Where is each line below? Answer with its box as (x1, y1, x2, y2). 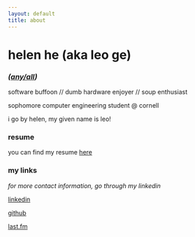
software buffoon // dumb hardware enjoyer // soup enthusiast (8, 87, 188, 96)
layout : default (8, 10, 55, 17)
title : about (8, 17, 46, 24)
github (8, 208, 27, 217)
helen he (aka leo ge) (8, 47, 131, 63)
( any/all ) (8, 71, 38, 81)
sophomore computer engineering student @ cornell (8, 101, 159, 109)
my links (8, 166, 38, 175)
